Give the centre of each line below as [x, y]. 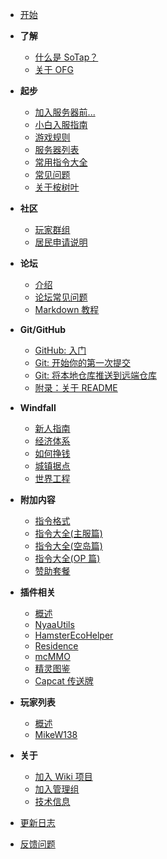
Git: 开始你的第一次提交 [82, 362]
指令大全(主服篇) [68, 533]
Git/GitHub [43, 329]
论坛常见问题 [61, 297]
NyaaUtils [54, 624]
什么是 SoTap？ [66, 57]
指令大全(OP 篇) [67, 558]
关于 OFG [54, 69]
